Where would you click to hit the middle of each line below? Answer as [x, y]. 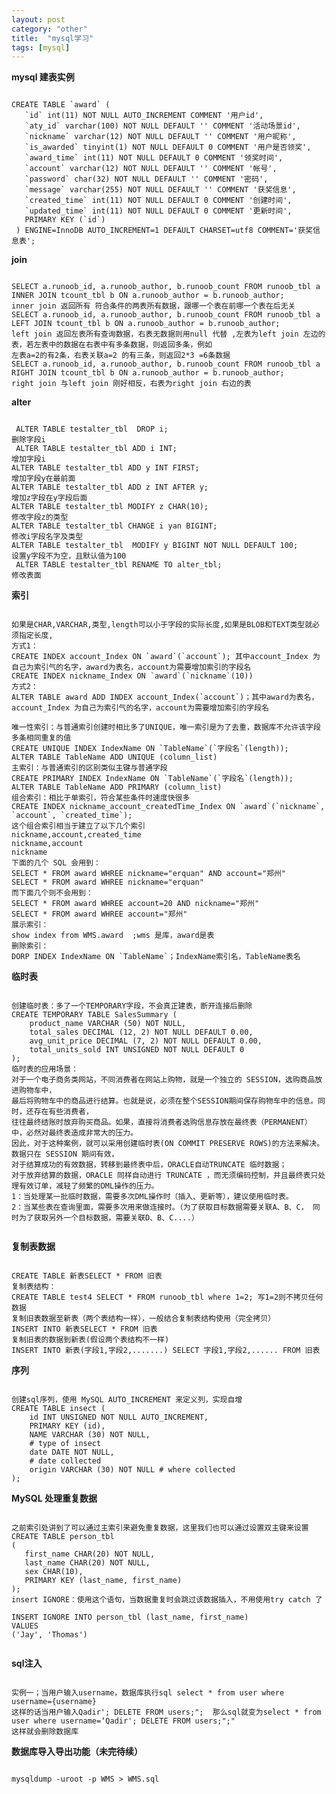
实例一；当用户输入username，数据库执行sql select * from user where [148, 1693]
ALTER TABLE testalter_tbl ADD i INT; [96, 449]
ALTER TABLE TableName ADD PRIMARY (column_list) [117, 787]
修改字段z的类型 [40, 517]
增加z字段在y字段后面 [49, 498]
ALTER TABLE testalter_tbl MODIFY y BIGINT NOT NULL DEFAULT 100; [155, 546]
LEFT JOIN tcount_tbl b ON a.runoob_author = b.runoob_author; [146, 324]
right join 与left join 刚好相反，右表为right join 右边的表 [131, 384]
